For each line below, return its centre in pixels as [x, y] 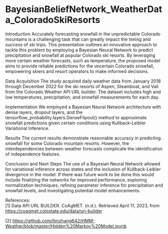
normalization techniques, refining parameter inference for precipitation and [84, 185]
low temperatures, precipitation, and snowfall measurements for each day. [82, 97]
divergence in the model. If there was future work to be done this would [80, 174]
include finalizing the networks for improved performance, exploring [76, 180]
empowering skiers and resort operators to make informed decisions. [77, 71]
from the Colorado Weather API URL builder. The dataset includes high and [83, 92]
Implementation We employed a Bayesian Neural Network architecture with [83, 107]
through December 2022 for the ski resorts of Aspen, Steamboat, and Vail [82, 86]
